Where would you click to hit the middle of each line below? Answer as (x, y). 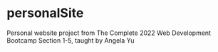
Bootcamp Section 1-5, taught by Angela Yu (71, 40)
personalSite (45, 13)
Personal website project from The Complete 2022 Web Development (109, 33)
